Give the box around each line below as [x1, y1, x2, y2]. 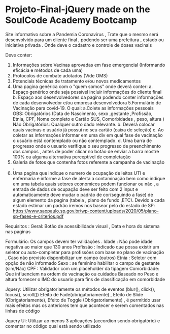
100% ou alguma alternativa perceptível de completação [12, 154, 131, 160]
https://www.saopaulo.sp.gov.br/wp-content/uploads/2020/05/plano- [12, 208, 159, 214]
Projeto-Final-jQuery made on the [5, 4, 151, 15]
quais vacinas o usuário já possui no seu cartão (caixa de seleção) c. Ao [12, 126, 164, 133]
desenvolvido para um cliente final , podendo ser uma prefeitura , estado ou [5, 37, 164, 43]
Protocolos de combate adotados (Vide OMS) [12, 72, 108, 78]
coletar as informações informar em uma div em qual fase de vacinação [12, 132, 163, 138]
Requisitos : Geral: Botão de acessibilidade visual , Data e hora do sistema [5, 223, 160, 229]
